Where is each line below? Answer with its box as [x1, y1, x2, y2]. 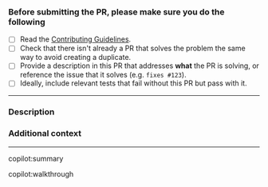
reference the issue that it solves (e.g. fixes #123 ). [19, 70, 187, 80]
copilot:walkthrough [8, 169, 74, 178]
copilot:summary [8, 153, 64, 163]
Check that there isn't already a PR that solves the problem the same [19, 43, 246, 54]
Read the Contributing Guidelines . [19, 34, 132, 44]
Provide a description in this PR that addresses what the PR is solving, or [19, 61, 259, 70]
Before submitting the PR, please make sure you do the [8, 6, 225, 18]
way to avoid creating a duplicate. [19, 53, 132, 62]
